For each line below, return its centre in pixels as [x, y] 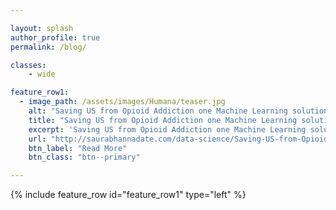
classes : [28, 65]
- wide [42, 74]
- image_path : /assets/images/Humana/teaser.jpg [122, 102]
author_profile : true [55, 37]
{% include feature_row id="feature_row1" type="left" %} [128, 195]
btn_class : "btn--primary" [84, 157]
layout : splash [42, 28]
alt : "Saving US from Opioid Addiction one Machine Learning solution [178, 111]
